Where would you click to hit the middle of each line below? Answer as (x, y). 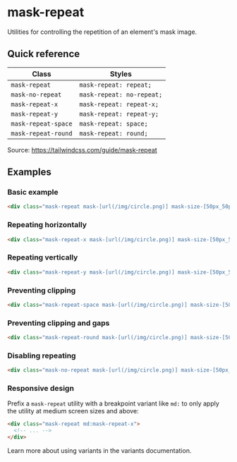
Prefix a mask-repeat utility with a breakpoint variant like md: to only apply (114, 403)
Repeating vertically (43, 257)
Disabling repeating (42, 355)
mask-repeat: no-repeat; (121, 95)
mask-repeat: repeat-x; (119, 104)
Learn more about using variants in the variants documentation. (99, 451)
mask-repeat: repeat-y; (119, 114)
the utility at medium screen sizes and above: (73, 411)
